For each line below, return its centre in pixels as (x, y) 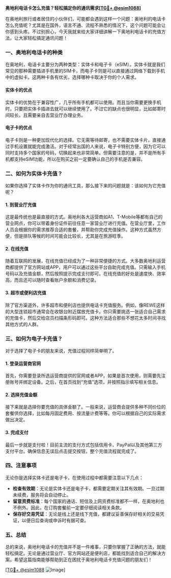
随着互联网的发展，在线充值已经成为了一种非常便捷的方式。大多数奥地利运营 (85, 261)
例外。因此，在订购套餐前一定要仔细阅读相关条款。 (71, 508)
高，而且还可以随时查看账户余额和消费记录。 (52, 280)
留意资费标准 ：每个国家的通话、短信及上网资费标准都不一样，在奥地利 (86, 501)
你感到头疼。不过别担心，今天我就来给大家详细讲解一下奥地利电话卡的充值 (83, 32)
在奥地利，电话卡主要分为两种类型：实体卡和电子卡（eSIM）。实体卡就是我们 (85, 65)
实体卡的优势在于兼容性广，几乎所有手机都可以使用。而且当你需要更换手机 (83, 102)
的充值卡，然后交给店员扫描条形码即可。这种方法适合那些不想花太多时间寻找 (85, 318)
